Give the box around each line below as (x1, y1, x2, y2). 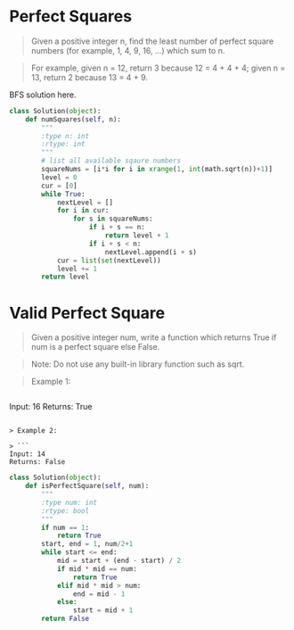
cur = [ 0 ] (41, 181, 78, 190)
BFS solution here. (9, 89, 78, 100)
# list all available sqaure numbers (41, 156, 181, 166)
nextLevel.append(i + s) (104, 247, 198, 256)
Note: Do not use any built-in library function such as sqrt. (30, 359, 245, 369)
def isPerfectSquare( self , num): (25, 482, 150, 491)
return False (41, 614, 90, 624)
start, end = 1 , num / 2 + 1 (41, 540, 134, 549)
